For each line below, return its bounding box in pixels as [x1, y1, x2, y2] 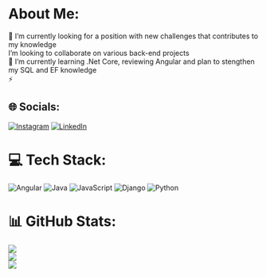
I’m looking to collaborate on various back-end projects [8, 48, 190, 57]
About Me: [8, 5, 80, 23]
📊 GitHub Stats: [8, 212, 117, 230]
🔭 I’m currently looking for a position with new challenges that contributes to [8, 31, 259, 41]
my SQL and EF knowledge [8, 65, 97, 74]
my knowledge [8, 39, 57, 49]
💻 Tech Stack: [8, 151, 107, 168]
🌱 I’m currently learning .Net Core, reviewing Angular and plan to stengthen [8, 57, 255, 66]
